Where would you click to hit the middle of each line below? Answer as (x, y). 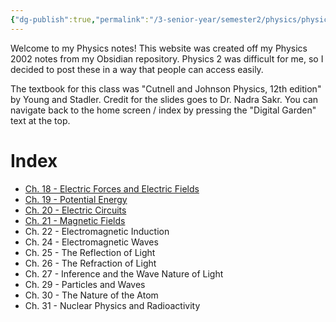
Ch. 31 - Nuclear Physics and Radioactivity (112, 305)
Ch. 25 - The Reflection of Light (90, 252)
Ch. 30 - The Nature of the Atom (91, 295)
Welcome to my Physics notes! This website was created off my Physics (159, 48)
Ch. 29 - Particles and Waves (85, 284)
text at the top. (40, 120)
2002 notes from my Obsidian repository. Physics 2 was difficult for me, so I (167, 58)
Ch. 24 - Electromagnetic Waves (91, 242)
